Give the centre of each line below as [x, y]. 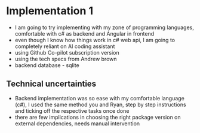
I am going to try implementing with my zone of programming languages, [104, 27]
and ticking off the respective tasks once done [72, 110]
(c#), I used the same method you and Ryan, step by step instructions [100, 104]
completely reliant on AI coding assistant [65, 46]
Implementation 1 [50, 11]
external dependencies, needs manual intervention [77, 123]
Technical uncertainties [51, 84]
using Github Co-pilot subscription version [67, 52]
